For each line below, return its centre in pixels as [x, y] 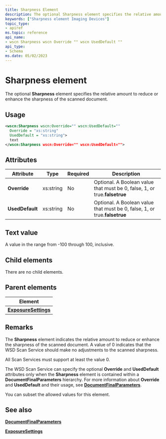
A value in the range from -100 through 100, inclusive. [60, 244]
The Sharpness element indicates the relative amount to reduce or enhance [82, 339]
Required [78, 174]
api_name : [15, 38]
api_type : [15, 47]
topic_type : [17, 24]
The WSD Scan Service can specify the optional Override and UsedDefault [82, 369]
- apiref [14, 28]
